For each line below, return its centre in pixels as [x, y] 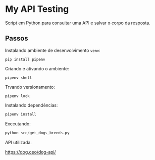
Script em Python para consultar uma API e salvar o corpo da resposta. [78, 23]
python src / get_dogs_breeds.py [37, 133]
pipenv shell [19, 78]
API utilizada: [19, 142]
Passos [17, 38]
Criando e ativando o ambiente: [37, 68]
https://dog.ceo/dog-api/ [30, 152]
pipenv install [21, 114]
